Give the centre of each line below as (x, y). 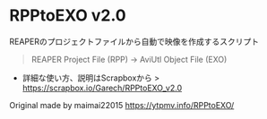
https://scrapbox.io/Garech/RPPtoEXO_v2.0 (102, 88)
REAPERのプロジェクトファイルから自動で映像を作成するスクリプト (134, 41)
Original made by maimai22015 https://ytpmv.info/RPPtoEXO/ (122, 105)
